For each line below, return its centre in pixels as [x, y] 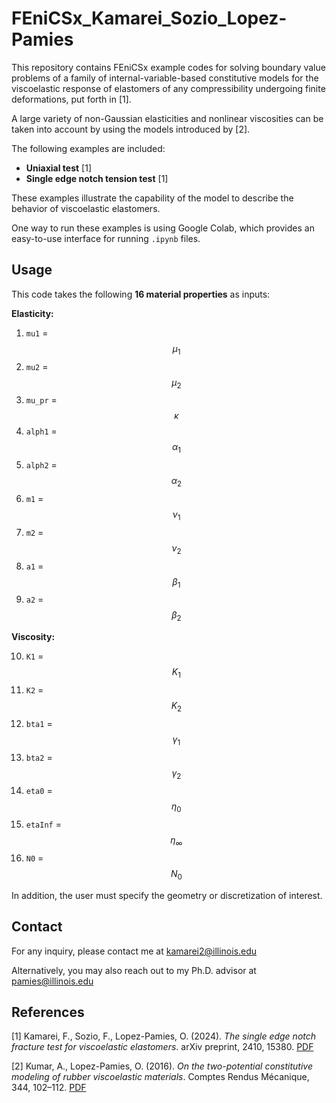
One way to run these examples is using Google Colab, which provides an [163, 228]
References [48, 1012]
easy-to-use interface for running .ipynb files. [106, 238]
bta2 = [39, 757]
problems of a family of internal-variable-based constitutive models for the [165, 78]
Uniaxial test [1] [58, 168]
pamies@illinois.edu [52, 981]
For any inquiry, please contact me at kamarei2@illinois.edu [134, 951]
